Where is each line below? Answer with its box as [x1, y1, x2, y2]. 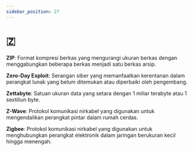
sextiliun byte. [6, 96, 40, 103]
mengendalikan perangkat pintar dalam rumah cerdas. [6, 114, 139, 121]
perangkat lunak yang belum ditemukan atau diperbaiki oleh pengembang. [6, 78, 188, 85]
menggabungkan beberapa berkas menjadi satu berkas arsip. [6, 60, 156, 68]
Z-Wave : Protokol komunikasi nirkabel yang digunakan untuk [6, 107, 155, 114]
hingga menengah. [6, 137, 52, 145]
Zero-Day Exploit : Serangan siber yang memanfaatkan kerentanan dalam [6, 72, 185, 79]
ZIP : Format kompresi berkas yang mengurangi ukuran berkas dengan [6, 54, 178, 61]
